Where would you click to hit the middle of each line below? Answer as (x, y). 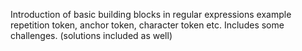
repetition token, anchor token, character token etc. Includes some (147, 25)
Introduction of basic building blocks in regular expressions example (151, 14)
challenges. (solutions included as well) (91, 35)
